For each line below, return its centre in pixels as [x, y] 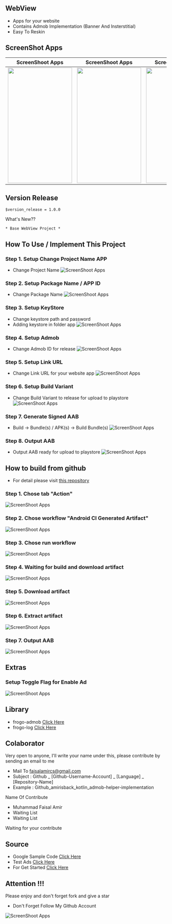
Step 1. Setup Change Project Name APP [56, 259]
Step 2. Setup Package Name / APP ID [53, 283]
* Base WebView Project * [33, 229]
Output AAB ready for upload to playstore [57, 452]
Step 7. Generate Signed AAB [42, 416]
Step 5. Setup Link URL [34, 362]
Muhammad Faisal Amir [38, 807]
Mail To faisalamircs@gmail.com [47, 771]
